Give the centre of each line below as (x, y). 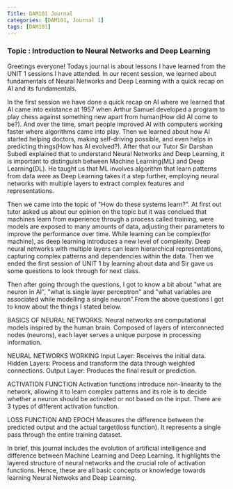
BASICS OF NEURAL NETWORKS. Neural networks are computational (107, 320)
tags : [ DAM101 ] (29, 26)
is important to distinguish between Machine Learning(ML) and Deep (106, 161)
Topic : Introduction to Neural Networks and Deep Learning (109, 51)
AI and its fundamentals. (42, 88)
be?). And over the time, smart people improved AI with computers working (115, 124)
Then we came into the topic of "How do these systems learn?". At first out (114, 204)
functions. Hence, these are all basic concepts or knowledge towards (107, 470)
